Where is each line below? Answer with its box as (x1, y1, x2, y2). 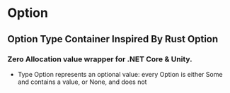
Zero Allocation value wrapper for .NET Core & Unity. (7, 54, 192, 64)
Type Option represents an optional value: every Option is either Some (17, 70, 223, 78)
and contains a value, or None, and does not (17, 77, 147, 86)
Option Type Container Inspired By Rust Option (7, 33, 219, 45)
